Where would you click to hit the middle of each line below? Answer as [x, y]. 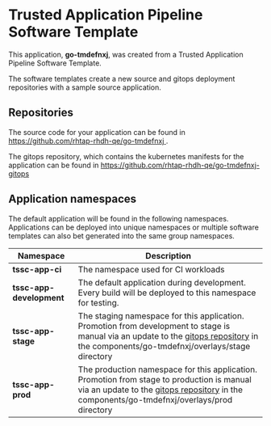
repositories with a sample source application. [85, 87]
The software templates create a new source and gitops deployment [122, 78]
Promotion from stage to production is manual [165, 379]
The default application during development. [162, 282]
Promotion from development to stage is [154, 326]
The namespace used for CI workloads [151, 269]
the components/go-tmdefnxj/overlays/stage [164, 346]
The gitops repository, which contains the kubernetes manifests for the [126, 156]
